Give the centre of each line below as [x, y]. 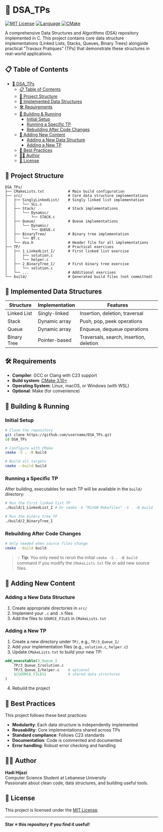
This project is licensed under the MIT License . [52, 810]
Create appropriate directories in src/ [49, 608]
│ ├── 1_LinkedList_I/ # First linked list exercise [67, 251]
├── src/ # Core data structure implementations [77, 195]
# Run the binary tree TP [31, 517]
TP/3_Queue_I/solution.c [39, 665]
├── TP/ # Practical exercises [59, 247]
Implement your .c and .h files [42, 613]
